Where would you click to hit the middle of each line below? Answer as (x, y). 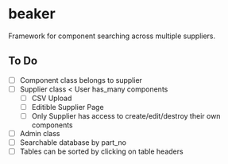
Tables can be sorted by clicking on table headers (102, 151)
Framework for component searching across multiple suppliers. (112, 36)
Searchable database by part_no (73, 143)
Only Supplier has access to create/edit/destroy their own (126, 116)
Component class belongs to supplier (81, 80)
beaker (32, 14)
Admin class (40, 134)
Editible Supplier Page (68, 107)
